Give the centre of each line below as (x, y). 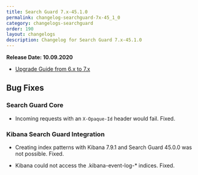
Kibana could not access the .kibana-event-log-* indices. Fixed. (95, 165)
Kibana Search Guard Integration (55, 134)
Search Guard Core (35, 105)
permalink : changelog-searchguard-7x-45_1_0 (63, 18)
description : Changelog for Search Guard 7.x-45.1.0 (74, 40)
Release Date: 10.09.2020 (40, 57)
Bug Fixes (25, 88)
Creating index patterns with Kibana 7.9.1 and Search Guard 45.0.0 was (104, 147)
